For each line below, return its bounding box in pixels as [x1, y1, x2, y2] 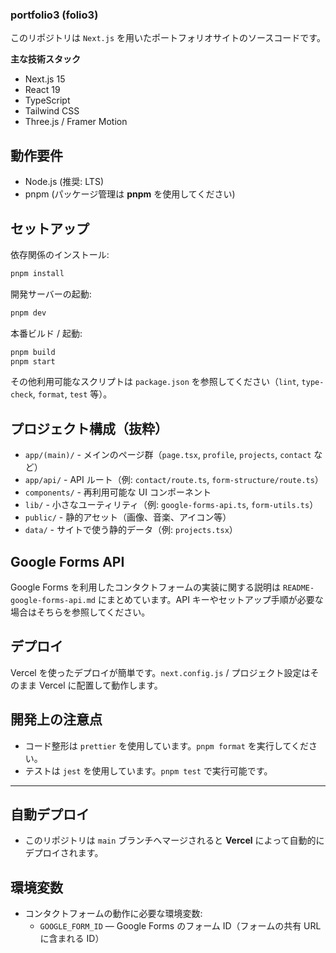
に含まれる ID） [39, 933, 105, 945]
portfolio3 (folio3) [10, 8, 99, 22]
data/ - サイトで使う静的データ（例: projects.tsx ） [24, 524, 238, 536]
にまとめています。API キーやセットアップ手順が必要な [97, 594, 324, 606]
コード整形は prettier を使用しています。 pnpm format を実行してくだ [24, 739, 309, 752]
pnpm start [10, 356, 56, 367]
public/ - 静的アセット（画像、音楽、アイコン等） [24, 511, 232, 523]
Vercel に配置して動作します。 [38, 679, 163, 691]
